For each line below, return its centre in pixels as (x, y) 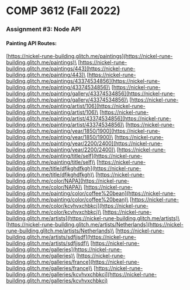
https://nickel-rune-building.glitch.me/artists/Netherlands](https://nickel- (96, 225)
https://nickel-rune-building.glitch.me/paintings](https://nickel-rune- (90, 56)
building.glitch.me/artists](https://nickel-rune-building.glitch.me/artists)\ (93, 218)
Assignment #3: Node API (44, 29)
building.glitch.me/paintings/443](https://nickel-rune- (71, 69)
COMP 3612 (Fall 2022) (63, 11)
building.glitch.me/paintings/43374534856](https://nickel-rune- (83, 81)
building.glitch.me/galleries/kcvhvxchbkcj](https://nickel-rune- (81, 275)
